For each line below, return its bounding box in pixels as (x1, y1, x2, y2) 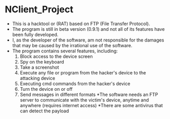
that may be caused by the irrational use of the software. (12, 42, 133, 48)
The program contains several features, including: (12, 48, 118, 54)
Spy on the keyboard (20, 58, 65, 65)
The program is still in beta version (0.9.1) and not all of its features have (12, 26, 165, 32)
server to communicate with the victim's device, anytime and (20, 96, 149, 103)
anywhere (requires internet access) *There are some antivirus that (20, 102, 163, 108)
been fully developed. (12, 31, 59, 37)
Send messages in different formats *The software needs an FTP (20, 91, 158, 97)
